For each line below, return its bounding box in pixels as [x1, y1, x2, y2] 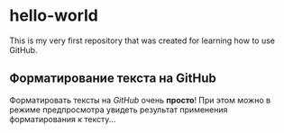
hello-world [9, 5, 99, 26]
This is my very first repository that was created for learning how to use [9, 35, 275, 46]
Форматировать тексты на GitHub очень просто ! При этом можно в [9, 94, 271, 105]
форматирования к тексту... [9, 113, 116, 124]
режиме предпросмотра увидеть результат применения [9, 104, 228, 115]
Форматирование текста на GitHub [9, 71, 216, 86]
